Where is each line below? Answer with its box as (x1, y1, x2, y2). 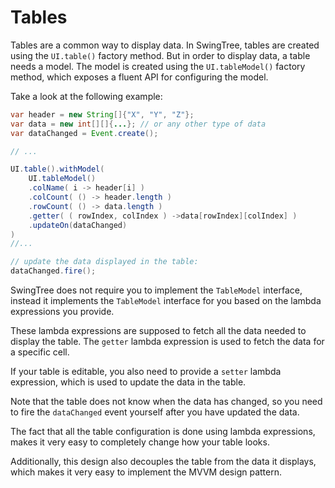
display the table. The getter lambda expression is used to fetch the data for (10, 336, 325, 348)
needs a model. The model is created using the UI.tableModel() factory (10, 60, 306, 72)
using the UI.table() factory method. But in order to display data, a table (10, 49, 311, 61)
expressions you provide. (10, 306, 115, 318)
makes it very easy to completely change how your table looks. (10, 436, 270, 448)
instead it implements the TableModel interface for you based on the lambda (10, 295, 322, 307)
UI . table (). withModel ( (10, 164, 105, 175)
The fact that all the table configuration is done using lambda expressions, (10, 426, 316, 438)
